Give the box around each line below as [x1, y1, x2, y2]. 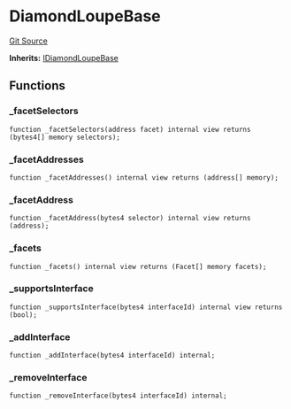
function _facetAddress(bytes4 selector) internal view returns [9, 214, 251, 223]
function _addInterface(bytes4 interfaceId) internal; [9, 351, 216, 360]
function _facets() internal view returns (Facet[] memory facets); [9, 262, 267, 271]
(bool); [9, 310, 38, 320]
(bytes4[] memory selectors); [9, 133, 121, 142]
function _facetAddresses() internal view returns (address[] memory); [9, 173, 279, 182]
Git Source [9, 35, 49, 46]
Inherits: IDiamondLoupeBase [9, 52, 119, 63]
